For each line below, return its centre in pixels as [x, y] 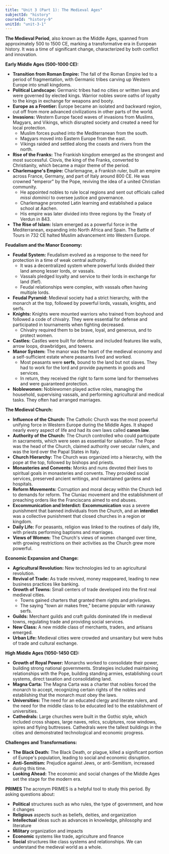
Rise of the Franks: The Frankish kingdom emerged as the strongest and [88, 155]
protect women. [37, 335]
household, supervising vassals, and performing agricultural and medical [88, 394]
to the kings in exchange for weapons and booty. [63, 101]
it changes [23, 810]
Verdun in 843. [36, 219]
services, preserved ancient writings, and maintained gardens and [81, 479]
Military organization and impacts [48, 831]
